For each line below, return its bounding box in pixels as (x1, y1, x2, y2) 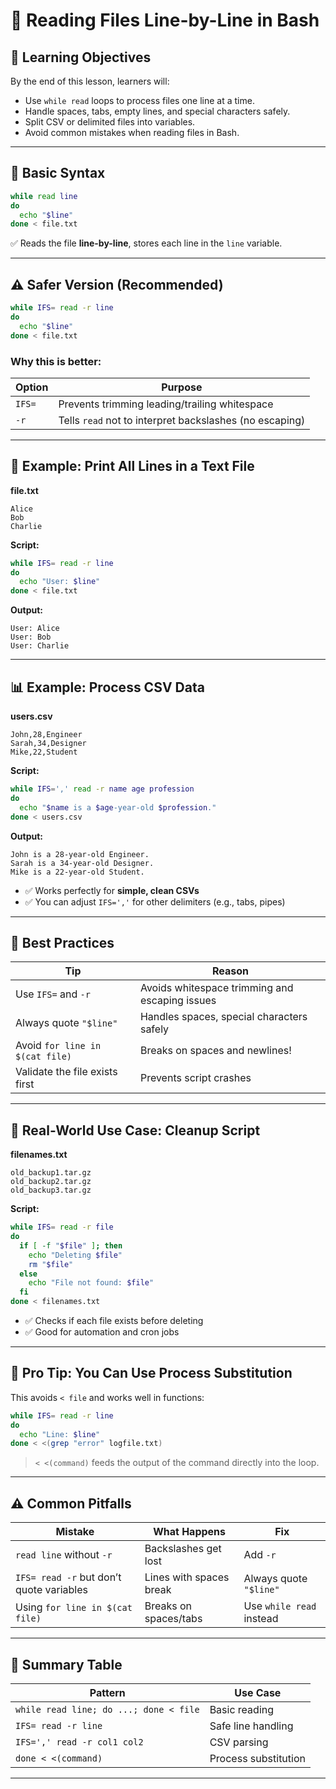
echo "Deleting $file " (28, 1250, 123, 1260)
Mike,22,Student (10, 747, 78, 758)
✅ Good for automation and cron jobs (24, 1326, 180, 1338)
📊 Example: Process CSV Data (10, 679, 205, 696)
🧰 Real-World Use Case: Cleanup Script (10, 1122, 261, 1139)
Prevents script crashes (139, 1071, 252, 1085)
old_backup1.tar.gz (10, 1168, 92, 1178)
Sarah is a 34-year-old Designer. (10, 858, 155, 868)
